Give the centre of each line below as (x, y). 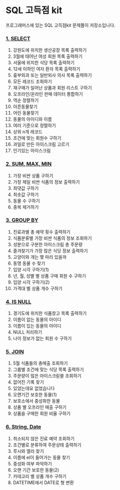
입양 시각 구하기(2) (31, 282)
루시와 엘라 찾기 (28, 451)
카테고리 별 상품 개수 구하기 (40, 476)
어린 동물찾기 (26, 113)
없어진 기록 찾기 (28, 382)
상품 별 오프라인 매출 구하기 (40, 407)
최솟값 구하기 (26, 194)
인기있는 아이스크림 (32, 151)
